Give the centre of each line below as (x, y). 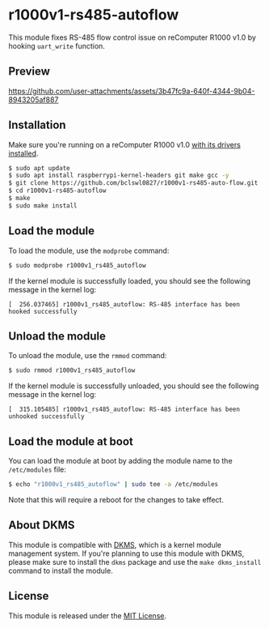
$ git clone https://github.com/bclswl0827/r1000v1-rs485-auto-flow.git (133, 183)
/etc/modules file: (38, 469)
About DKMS (42, 525)
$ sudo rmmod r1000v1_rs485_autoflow (72, 370)
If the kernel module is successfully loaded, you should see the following (129, 280)
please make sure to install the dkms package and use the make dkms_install (135, 562)
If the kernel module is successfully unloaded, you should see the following (134, 386)
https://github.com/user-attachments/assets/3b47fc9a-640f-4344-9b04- (132, 91)
